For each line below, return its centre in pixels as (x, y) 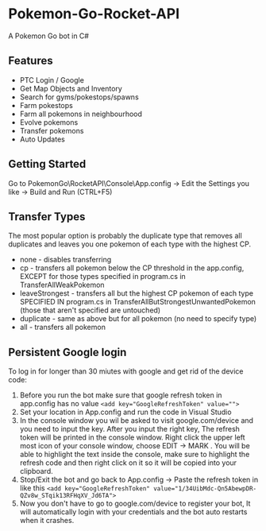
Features (31, 61)
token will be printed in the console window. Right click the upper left (132, 437)
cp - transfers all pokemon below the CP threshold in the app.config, (132, 268)
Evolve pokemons (49, 122)
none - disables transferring (66, 260)
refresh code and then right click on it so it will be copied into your (128, 463)
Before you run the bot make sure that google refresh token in (121, 395)
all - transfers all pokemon (62, 328)
